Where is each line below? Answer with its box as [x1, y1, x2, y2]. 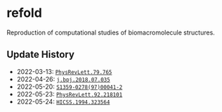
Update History [6, 49, 75, 61]
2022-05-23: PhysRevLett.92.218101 [16, 89, 123, 98]
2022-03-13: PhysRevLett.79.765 [16, 67, 112, 75]
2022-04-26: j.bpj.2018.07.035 [16, 75, 110, 83]
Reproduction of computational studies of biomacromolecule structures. [6, 28, 215, 37]
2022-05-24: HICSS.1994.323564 [16, 97, 110, 106]
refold [6, 5, 43, 21]
